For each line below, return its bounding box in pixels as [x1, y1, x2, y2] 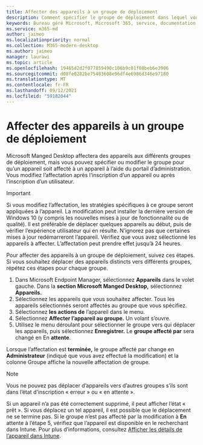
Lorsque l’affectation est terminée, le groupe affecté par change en [6, 345, 175, 352]
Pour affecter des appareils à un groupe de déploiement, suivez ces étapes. [6, 252, 195, 259]
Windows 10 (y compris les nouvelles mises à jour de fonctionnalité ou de [6, 214, 189, 221]
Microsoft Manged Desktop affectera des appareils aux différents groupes [6, 152, 191, 159]
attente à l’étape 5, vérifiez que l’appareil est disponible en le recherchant [6, 419, 188, 426]
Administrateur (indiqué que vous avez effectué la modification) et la [6, 352, 179, 359]
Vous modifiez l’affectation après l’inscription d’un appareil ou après [6, 171, 175, 178]
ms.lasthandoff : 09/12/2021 [6, 88, 77, 94]
